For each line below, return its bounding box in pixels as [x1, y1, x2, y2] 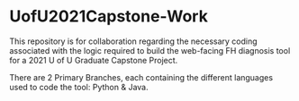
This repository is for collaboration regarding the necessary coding [9, 36, 258, 46]
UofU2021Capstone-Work [9, 6, 209, 27]
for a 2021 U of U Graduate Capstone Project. [9, 55, 178, 65]
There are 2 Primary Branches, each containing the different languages [9, 72, 273, 82]
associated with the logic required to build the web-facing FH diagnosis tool [9, 45, 291, 55]
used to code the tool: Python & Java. [9, 81, 149, 92]
